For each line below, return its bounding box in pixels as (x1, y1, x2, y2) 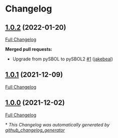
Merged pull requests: (5, 46, 53, 52)
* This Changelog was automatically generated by (5, 121, 110, 127)
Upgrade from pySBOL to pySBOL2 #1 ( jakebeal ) (12, 56, 113, 62)
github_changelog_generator (5, 127, 65, 133)
